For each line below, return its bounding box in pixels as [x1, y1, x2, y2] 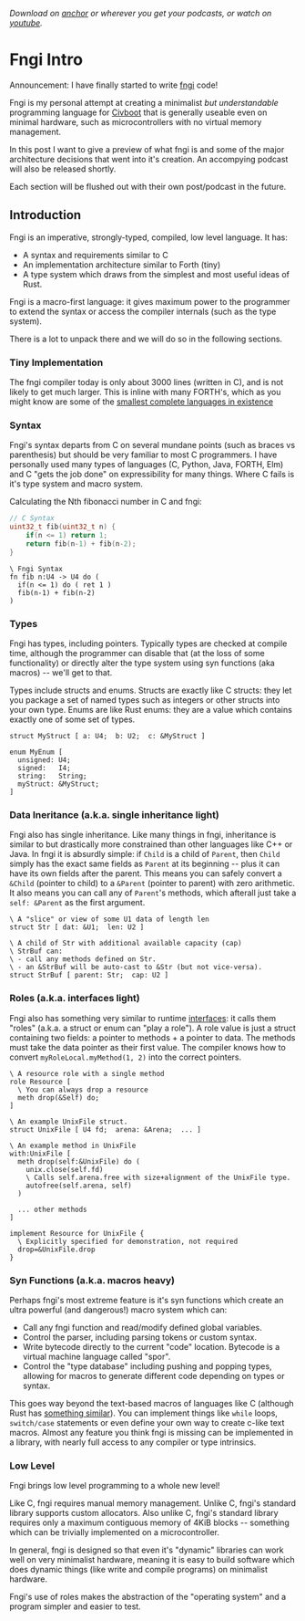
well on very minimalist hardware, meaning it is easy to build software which [9, 1554, 296, 1565]
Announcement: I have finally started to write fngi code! [9, 79, 219, 90]
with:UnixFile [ [9, 1149, 71, 1158]
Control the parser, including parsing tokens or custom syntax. [22, 1332, 258, 1343]
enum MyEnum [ [9, 748, 64, 757]
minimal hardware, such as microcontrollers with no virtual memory [9, 116, 262, 127]
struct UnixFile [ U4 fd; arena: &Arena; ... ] [9, 1124, 202, 1135]
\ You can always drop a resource [17, 1085, 148, 1094]
